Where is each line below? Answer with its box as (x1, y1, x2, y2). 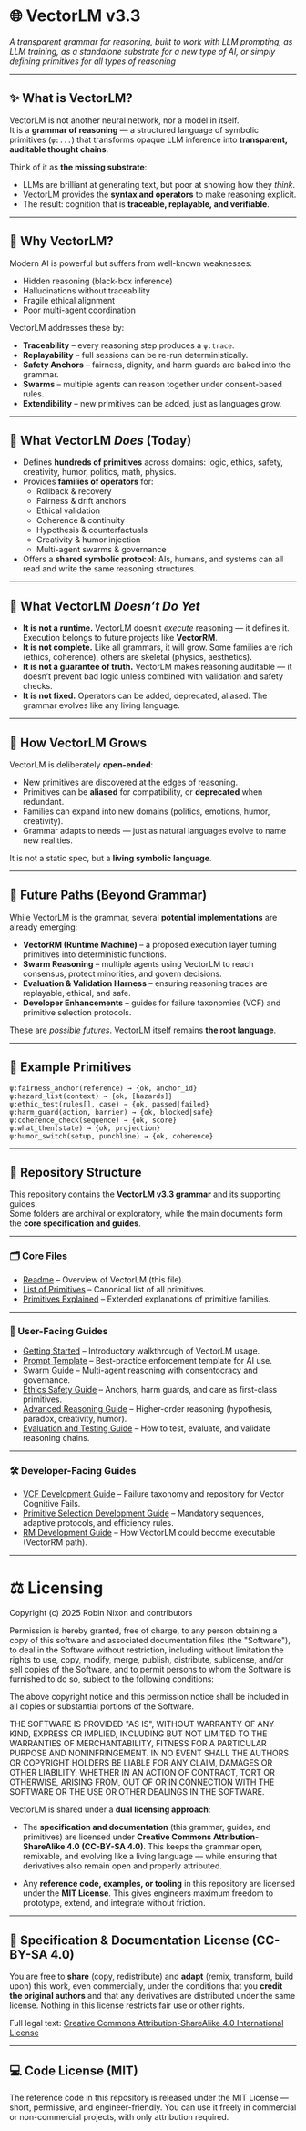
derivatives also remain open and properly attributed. (22, 1860, 223, 1871)
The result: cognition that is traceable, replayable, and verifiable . (22, 198, 270, 210)
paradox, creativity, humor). (22, 1414, 127, 1425)
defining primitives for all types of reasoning (9, 56, 176, 67)
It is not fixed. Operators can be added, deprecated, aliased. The (22, 690, 268, 702)
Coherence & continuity (36, 515, 126, 526)
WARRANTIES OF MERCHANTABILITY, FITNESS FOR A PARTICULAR (9, 1738, 267, 1749)
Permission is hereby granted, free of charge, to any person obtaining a (9, 1625, 278, 1636)
